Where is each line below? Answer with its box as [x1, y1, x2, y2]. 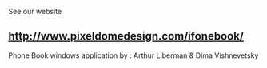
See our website [8, 7, 62, 16]
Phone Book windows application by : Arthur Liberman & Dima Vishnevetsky [8, 51, 259, 60]
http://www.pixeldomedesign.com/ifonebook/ [8, 29, 244, 43]
